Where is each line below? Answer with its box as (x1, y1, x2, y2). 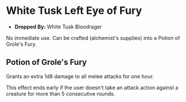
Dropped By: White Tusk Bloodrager (14, 23, 102, 30)
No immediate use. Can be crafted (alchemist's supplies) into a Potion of (6, 34, 180, 41)
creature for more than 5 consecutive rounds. (6, 90, 115, 97)
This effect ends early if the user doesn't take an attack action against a (6, 84, 179, 91)
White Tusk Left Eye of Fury (6, 4, 142, 17)
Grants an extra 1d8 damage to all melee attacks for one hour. (6, 72, 155, 79)
